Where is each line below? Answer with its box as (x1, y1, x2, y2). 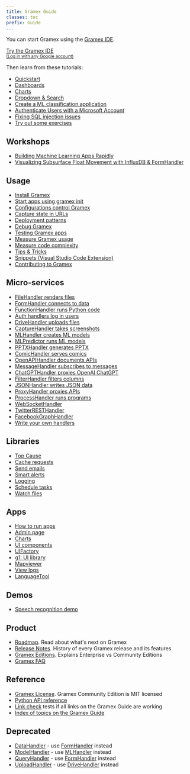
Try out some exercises (14, 120, 72, 127)
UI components (14, 541, 53, 549)
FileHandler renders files (14, 294, 75, 301)
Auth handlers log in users (14, 312, 79, 320)
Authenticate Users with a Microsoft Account (14, 107, 125, 114)
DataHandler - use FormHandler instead (14, 742, 112, 749)
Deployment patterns (14, 217, 67, 224)
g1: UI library (14, 554, 46, 561)
